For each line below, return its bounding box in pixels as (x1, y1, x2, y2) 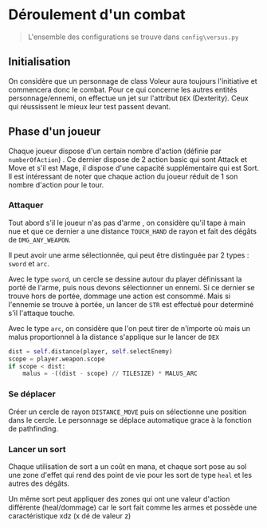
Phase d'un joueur (8, 125, 101, 139)
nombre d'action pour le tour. (8, 179, 104, 189)
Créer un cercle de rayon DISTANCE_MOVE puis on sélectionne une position (8, 407, 247, 416)
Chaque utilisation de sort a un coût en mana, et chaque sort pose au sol (8, 461, 247, 471)
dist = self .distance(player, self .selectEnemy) (8, 347, 173, 356)
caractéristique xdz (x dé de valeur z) (8, 510, 132, 520)
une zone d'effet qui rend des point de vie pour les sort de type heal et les (8, 470, 253, 479)
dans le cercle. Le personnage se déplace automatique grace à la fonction (8, 415, 253, 424)
